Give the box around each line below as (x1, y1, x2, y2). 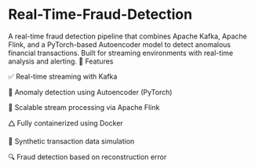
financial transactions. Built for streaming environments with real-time (8, 48, 234, 57)
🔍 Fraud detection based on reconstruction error (8, 152, 167, 162)
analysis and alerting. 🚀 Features (8, 57, 114, 66)
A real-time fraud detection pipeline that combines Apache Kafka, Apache (8, 31, 247, 41)
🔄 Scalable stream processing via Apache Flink (8, 102, 160, 111)
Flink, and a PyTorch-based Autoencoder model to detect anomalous (8, 39, 231, 49)
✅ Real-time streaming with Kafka (8, 71, 118, 81)
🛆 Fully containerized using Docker (8, 118, 123, 127)
